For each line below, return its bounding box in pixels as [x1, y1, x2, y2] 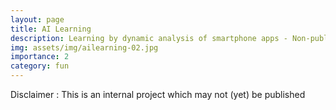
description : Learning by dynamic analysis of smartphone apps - [10, 33, 288, 43]
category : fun [10, 61, 70, 71]
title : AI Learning [10, 24, 92, 34]
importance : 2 [10, 52, 70, 62]
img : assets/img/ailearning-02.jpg [10, 42, 159, 53]
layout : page [10, 14, 65, 25]
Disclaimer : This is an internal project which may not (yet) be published [10, 89, 306, 100]
